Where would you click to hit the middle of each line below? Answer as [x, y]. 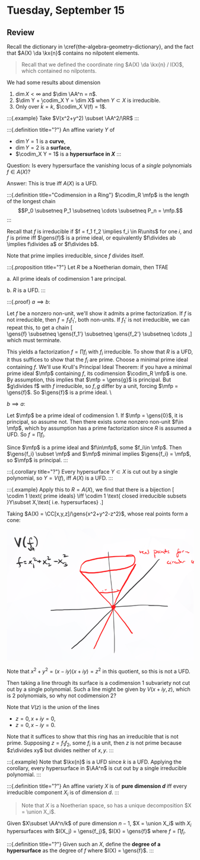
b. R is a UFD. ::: [26, 290]
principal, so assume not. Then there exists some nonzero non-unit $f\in [95, 422]
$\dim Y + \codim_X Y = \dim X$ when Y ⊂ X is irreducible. [88, 100]
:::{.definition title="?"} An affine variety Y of [61, 130]
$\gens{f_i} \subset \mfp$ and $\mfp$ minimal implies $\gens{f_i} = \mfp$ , [99, 454]
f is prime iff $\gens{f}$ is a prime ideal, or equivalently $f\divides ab [91, 238]
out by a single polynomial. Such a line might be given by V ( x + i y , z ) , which [99, 689]
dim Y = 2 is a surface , [43, 148]
